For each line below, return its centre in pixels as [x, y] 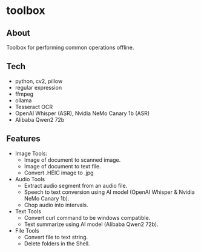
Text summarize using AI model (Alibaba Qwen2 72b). [91, 224]
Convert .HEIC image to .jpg [59, 173]
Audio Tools [30, 179]
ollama [23, 100]
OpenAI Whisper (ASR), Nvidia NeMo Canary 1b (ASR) [82, 113]
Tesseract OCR [34, 107]
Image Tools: [31, 153]
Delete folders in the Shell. [57, 244]
